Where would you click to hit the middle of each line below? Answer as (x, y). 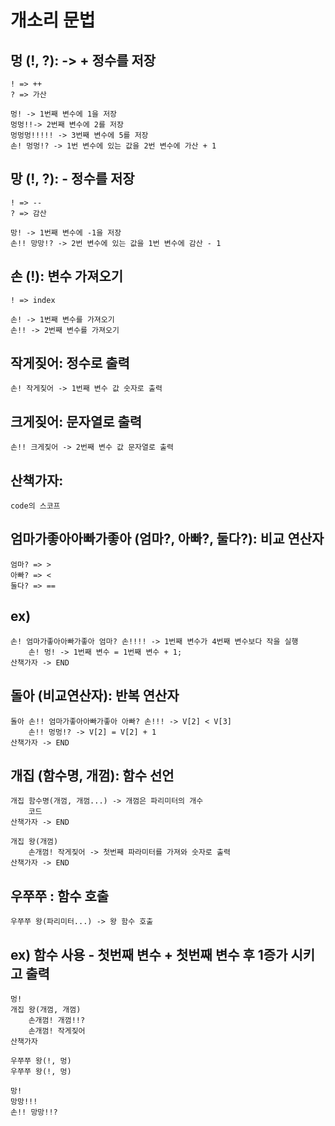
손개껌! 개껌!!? (57, 1020)
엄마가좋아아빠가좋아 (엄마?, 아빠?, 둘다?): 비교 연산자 (167, 539)
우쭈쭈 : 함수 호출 (60, 896)
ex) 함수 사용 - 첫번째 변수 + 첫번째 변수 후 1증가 (149, 954)
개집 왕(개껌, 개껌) (46, 1009)
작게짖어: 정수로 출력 (70, 363)
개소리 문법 (53, 20)
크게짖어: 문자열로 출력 (76, 421)
